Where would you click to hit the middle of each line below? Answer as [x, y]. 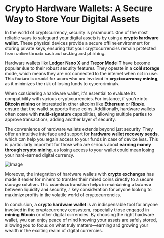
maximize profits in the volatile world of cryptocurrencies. [63, 195]
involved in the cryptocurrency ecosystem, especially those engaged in [77, 210]
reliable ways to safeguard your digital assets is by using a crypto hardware [82, 38]
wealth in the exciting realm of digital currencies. [54, 230]
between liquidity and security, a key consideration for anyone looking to [78, 189]
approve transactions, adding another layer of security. [60, 119]
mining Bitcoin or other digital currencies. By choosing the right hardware [80, 214]
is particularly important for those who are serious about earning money [78, 144]
